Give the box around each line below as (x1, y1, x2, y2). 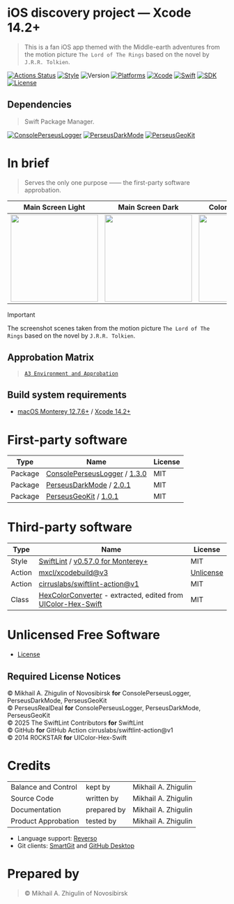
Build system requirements (7, 389, 127, 400)
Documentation (10, 804, 61, 814)
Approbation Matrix (7, 352, 94, 363)
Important (7, 310, 36, 319)
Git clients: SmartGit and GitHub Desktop (17, 841, 134, 850)
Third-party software (7, 520, 132, 535)
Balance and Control (10, 782, 78, 792)
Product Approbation (10, 816, 79, 826)
